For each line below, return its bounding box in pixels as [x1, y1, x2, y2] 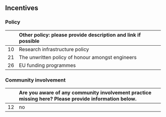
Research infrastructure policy [19, 46, 89, 53]
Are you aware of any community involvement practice [19, 89, 152, 96]
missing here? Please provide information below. [19, 95, 137, 102]
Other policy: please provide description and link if [19, 31, 141, 38]
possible [19, 37, 40, 44]
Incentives [5, 4, 39, 12]
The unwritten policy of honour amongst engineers [19, 54, 137, 60]
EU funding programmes [19, 61, 76, 68]
